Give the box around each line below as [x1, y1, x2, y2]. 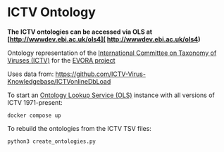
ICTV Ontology [7, 4, 97, 20]
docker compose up [7, 112, 61, 119]
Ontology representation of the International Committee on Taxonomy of [7, 49, 217, 57]
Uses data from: [7, 70, 54, 78]
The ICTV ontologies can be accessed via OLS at [7, 27, 153, 36]
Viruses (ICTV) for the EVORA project [7, 56, 116, 64]
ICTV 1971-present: [7, 98, 63, 106]
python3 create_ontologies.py [7, 138, 97, 145]
